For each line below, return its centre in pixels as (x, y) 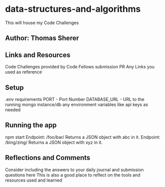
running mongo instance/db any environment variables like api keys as (77, 104)
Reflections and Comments (48, 158)
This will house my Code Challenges (42, 23)
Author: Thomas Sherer (42, 38)
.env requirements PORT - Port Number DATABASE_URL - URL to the (75, 99)
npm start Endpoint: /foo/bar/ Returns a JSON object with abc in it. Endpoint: (83, 137)
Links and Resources (38, 55)
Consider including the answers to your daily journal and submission (74, 170)
